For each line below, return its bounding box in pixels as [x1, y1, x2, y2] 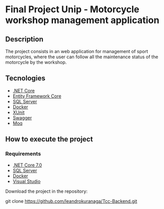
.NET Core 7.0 [12, 162, 42, 168]
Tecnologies [5, 74, 45, 83]
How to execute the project [5, 135, 93, 144]
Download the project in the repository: [5, 188, 88, 194]
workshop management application [5, 14, 159, 26]
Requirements [5, 150, 41, 157]
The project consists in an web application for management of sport [5, 49, 148, 54]
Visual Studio [12, 178, 41, 184]
